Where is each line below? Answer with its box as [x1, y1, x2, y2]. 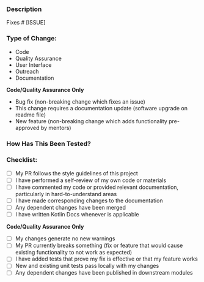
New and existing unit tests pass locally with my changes [15, 262, 159, 270]
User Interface [15, 61, 52, 69]
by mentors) [40, 124, 71, 131]
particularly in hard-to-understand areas [15, 191, 117, 197]
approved [15, 124, 40, 131]
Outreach [15, 67, 39, 75]
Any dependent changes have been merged [15, 204, 126, 211]
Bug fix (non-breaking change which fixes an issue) [15, 97, 145, 105]
